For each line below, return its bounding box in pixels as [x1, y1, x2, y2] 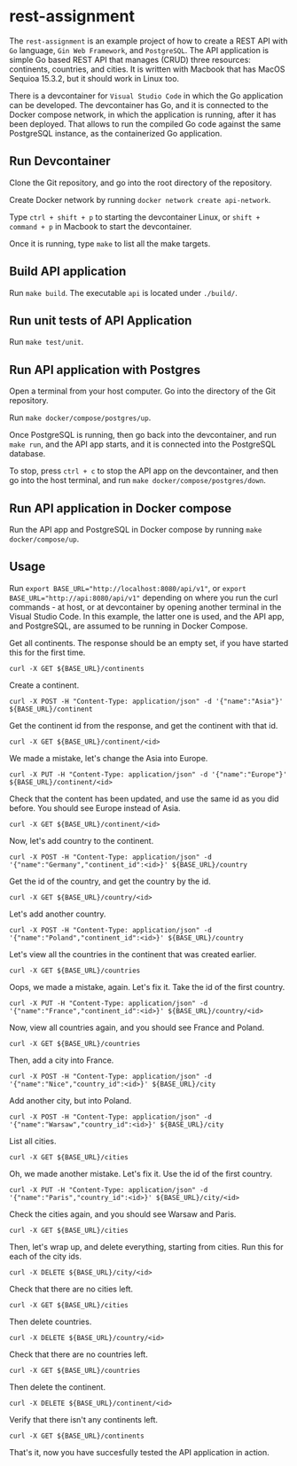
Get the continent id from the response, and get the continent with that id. [9, 720, 278, 730]
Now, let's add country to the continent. [9, 835, 154, 846]
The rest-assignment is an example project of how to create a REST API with [9, 35, 288, 46]
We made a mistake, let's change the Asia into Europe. [9, 752, 208, 763]
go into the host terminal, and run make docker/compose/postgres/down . [9, 475, 266, 486]
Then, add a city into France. [9, 1055, 114, 1065]
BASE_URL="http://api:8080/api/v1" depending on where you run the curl [9, 592, 278, 603]
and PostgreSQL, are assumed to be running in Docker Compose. [9, 620, 248, 631]
